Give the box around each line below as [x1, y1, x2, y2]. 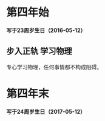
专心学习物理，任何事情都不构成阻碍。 [6, 63, 102, 70]
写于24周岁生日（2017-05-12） [6, 108, 86, 115]
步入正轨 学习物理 [6, 46, 72, 56]
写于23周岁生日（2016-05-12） [6, 27, 86, 34]
